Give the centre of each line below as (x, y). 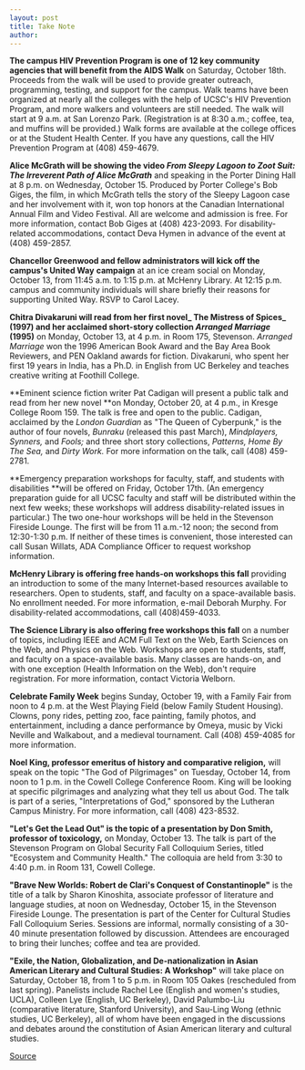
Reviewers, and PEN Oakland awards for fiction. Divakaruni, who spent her (149, 356)
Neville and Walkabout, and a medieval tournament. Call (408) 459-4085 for (152, 735)
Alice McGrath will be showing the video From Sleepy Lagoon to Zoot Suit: (152, 166)
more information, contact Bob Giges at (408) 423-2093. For (123, 223)
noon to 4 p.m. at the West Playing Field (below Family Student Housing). (147, 706)
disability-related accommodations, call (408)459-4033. (115, 613)
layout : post (34, 18)
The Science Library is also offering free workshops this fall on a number (149, 630)
